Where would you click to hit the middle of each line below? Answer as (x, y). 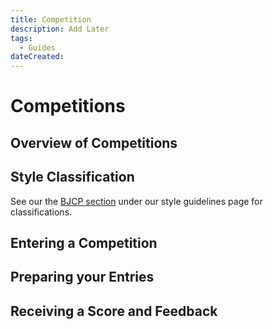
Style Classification (72, 177)
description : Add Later (60, 29)
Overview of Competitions (94, 142)
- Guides (37, 47)
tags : (21, 38)
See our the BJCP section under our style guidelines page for (136, 201)
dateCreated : (37, 57)
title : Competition (51, 19)
